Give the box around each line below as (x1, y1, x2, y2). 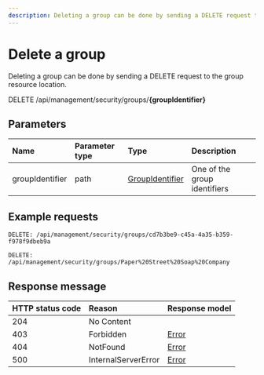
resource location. (8, 79, 67, 89)
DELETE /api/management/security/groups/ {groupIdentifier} (8, 95, 207, 104)
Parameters (8, 117, 67, 130)
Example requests (8, 209, 99, 224)
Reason (89, 303, 118, 314)
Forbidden (89, 329, 127, 340)
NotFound (89, 342, 126, 352)
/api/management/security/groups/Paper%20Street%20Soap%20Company (8, 258, 230, 267)
